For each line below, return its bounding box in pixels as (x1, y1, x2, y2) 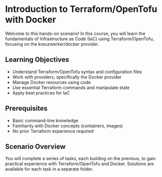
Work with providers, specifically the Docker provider (12, 74, 122, 80)
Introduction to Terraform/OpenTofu (5, 3, 158, 15)
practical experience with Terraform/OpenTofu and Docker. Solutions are (5, 161, 154, 167)
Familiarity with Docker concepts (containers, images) (12, 123, 123, 129)
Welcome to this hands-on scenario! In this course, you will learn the (5, 30, 146, 36)
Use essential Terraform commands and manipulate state (12, 85, 130, 90)
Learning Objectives (5, 56, 70, 64)
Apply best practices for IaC (12, 89, 70, 95)
